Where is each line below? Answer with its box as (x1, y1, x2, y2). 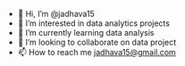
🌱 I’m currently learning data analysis (17, 28, 155, 37)
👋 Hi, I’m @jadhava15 (17, 9, 96, 19)
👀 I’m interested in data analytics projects (17, 18, 170, 29)
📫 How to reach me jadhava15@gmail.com (17, 47, 176, 57)
